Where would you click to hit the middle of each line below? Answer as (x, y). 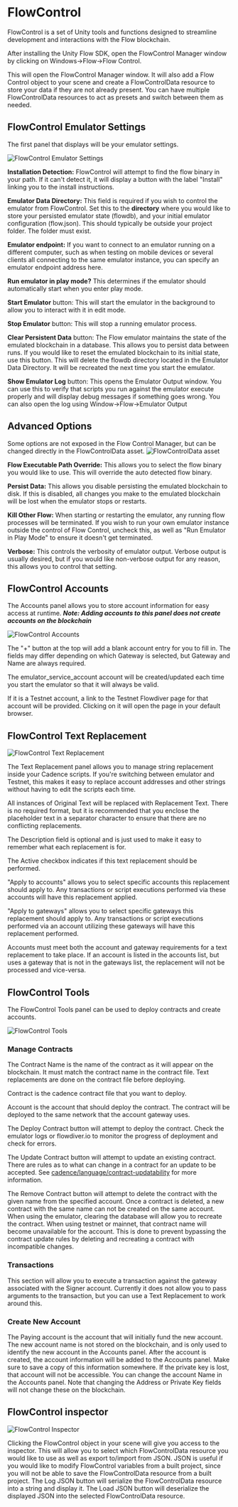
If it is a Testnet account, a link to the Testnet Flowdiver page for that (108, 698)
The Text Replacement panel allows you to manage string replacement (110, 767)
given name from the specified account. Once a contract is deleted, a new (116, 1202)
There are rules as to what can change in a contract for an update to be (112, 1165)
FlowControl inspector (58, 1412)
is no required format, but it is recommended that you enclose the (103, 811)
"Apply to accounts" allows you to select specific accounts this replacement (119, 882)
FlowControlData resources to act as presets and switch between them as (115, 97)
